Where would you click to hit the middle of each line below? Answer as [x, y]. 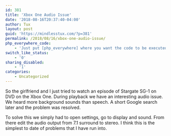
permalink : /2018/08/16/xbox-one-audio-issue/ [55, 39]
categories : [18, 72]
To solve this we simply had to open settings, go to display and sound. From [85, 117]
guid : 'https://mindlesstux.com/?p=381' [49, 34]
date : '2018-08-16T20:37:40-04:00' [43, 19]
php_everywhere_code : [28, 43]
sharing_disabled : [25, 62]
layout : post [19, 29]
